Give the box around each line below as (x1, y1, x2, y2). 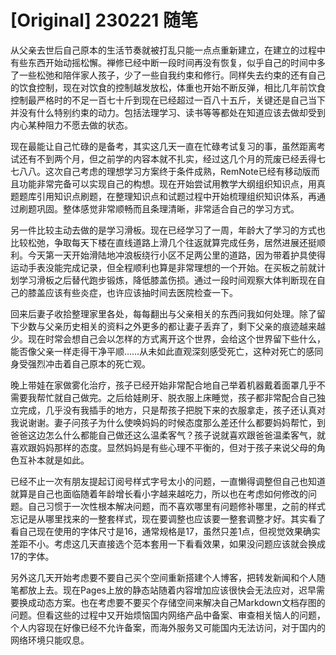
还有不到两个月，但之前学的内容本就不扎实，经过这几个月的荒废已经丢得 (18, 152, 317, 165)
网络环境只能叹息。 (10, 634, 90, 646)
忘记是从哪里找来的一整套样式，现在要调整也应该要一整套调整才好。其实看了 (10, 512, 326, 525)
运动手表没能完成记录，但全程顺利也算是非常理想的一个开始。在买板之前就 (10, 261, 317, 273)
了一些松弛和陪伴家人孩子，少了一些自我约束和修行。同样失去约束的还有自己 (10, 69, 326, 81)
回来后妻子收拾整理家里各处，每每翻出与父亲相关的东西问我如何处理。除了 (10, 307, 317, 320)
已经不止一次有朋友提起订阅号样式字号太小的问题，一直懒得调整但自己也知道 (10, 475, 326, 487)
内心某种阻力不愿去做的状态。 (10, 119, 133, 131)
